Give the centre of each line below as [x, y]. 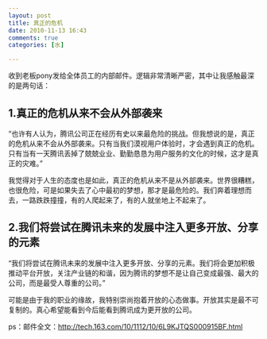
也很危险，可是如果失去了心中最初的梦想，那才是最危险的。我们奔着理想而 [130, 190]
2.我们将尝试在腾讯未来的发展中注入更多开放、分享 [133, 227]
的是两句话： [29, 86]
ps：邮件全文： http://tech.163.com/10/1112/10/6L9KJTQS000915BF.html [126, 326]
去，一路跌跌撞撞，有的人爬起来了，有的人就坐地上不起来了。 [109, 200]
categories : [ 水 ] [37, 45]
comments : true [33, 38]
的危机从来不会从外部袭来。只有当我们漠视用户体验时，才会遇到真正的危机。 [133, 143]
